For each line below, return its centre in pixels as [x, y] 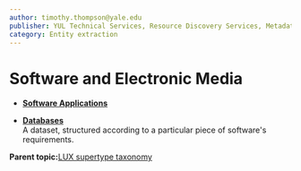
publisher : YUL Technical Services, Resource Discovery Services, [136, 26]
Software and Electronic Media [126, 78]
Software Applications [65, 103]
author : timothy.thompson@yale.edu [76, 17]
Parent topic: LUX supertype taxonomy [81, 157]
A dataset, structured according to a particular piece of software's [144, 130]
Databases [43, 121]
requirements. [48, 140]
